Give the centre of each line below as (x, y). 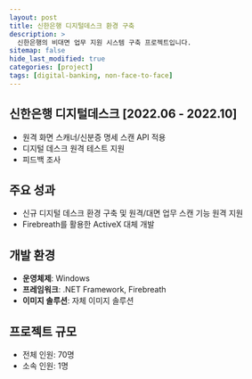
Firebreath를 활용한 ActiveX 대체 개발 (88, 225)
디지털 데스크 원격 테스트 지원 (73, 148)
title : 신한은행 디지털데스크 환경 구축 (72, 26)
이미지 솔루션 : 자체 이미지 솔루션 (78, 301)
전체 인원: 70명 (48, 354)
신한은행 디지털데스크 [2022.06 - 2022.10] (123, 114)
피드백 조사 (41, 159)
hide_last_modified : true (57, 59)
